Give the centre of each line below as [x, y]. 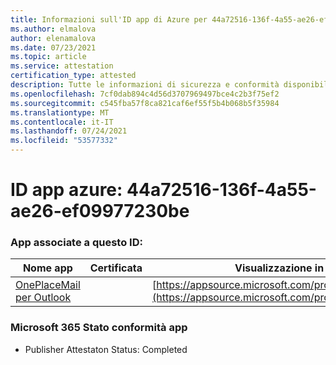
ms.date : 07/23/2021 [53, 47]
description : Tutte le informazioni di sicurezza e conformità [145, 85]
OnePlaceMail [48, 285]
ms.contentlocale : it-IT [62, 122]
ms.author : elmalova [53, 29]
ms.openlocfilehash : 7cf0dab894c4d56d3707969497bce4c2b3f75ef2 [145, 94]
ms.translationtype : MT [60, 112]
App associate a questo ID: [76, 243]
